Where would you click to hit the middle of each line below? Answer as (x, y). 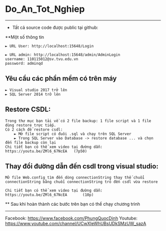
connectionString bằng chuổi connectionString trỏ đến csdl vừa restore (82, 182)
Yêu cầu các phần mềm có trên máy (61, 78)
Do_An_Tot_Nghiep (45, 9)
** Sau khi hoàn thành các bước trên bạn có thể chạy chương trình (73, 204)
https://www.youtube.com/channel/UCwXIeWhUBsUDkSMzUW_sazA (76, 224)
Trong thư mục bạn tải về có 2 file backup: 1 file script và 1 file (78, 121)
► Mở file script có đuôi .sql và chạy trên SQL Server (73, 134)
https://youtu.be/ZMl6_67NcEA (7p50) (46, 151)
